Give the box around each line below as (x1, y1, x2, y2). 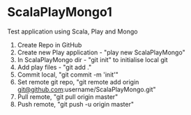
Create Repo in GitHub (17, 40, 82, 49)
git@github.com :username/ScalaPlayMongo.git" (17, 85, 156, 93)
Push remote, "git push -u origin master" (17, 100, 135, 108)
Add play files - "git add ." (17, 63, 92, 71)
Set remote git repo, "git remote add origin (17, 77, 139, 86)
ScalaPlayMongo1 (7, 4, 113, 20)
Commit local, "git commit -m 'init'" (17, 70, 119, 79)
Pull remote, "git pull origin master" (17, 92, 119, 101)
